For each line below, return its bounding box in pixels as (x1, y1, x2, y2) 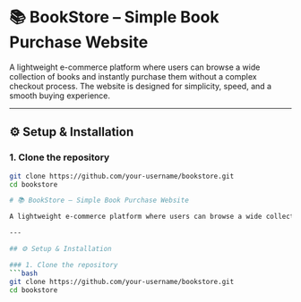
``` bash (9, 269, 39, 278)
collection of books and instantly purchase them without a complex (9, 71, 257, 81)
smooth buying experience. (9, 90, 110, 101)
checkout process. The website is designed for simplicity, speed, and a (9, 80, 271, 91)
